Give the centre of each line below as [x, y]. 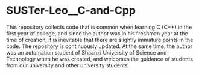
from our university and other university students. [68, 65]
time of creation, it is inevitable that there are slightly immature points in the [100, 40]
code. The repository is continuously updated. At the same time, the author [99, 46]
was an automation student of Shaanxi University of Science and [87, 52]
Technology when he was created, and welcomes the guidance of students [99, 59]
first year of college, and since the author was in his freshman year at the [97, 33]
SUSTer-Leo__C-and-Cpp [71, 10]
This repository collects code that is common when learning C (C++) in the [99, 27]
